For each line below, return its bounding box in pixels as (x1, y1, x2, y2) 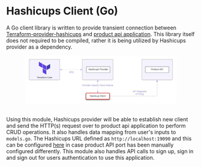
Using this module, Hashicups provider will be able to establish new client (6, 115, 188, 123)
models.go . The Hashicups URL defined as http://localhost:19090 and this (6, 135, 192, 142)
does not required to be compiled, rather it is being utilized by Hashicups (6, 37, 186, 44)
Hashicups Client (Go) (6, 4, 118, 18)
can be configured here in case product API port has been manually (6, 141, 174, 148)
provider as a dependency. (6, 43, 73, 50)
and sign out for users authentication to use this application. (6, 154, 155, 161)
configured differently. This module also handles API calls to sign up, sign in (6, 147, 194, 154)
